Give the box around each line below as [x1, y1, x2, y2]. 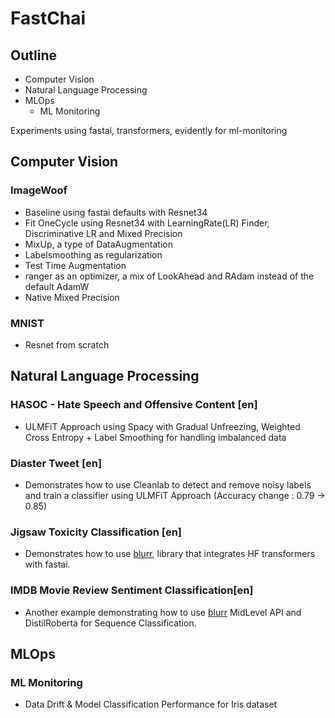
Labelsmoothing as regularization [24, 248, 163, 261]
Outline [10, 47, 57, 64]
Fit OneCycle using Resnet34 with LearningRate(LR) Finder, [24, 217, 270, 229]
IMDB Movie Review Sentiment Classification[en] [10, 583, 254, 597]
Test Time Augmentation [24, 259, 127, 271]
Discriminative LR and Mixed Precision [24, 227, 183, 239]
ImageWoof [10, 183, 68, 197]
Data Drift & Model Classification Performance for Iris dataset [24, 698, 278, 711]
